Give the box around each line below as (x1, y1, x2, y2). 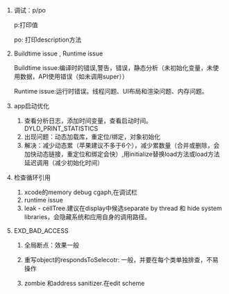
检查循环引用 (13, 173, 51, 182)
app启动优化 (13, 102, 50, 110)
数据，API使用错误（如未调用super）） (19, 72, 128, 80)
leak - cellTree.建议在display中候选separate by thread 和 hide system (24, 204, 222, 212)
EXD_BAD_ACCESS (13, 227, 69, 234)
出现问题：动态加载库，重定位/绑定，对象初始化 (24, 132, 161, 141)
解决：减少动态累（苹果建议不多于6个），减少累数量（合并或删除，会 (24, 141, 220, 149)
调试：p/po (13, 6, 46, 14)
